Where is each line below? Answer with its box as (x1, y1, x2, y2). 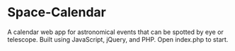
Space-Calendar (7, 4, 106, 21)
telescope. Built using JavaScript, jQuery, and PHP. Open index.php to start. (7, 35, 229, 43)
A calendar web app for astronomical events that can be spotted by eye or (7, 28, 224, 36)
